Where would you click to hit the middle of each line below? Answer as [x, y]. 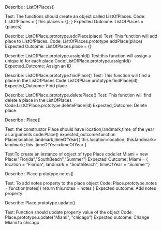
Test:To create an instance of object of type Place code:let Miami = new [77, 154]
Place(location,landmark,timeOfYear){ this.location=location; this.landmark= [81, 139]
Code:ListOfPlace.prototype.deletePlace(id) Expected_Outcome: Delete [76, 105]
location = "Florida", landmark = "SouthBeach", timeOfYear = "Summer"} [77, 164]
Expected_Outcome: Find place [36, 86]
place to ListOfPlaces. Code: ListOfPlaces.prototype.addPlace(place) [74, 41]
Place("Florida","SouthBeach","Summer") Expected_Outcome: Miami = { [77, 159]
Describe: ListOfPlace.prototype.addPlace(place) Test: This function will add [81, 36]
